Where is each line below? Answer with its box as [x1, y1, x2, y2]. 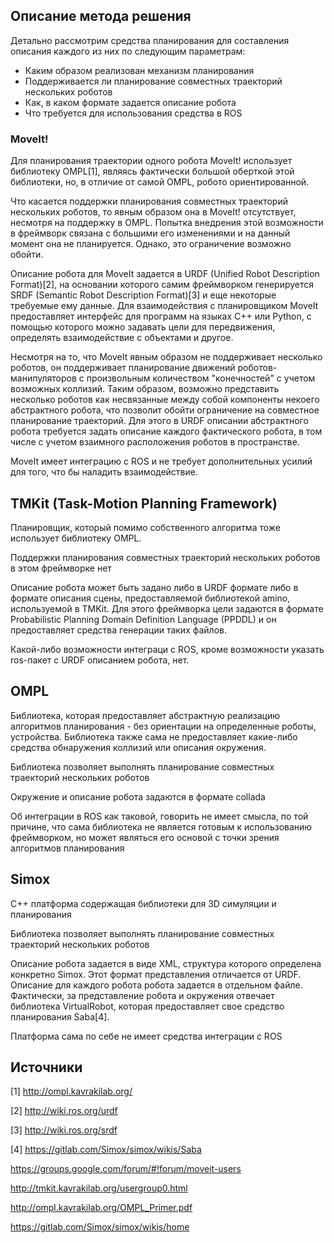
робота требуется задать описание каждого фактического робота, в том [10, 425, 323, 438]
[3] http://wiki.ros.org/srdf [10, 1124, 118, 1136]
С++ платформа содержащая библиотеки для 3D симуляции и [10, 897, 277, 909]
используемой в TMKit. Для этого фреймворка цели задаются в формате [10, 602, 324, 614]
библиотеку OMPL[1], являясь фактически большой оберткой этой [10, 165, 295, 178]
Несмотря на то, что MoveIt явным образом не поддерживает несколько [10, 351, 323, 363]
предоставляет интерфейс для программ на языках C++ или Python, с [10, 310, 312, 323]
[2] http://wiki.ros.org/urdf [10, 1105, 118, 1117]
